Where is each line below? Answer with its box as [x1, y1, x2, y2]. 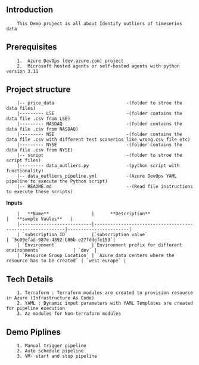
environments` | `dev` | [6, 248, 97, 253]
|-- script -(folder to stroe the [17, 152, 183, 159]
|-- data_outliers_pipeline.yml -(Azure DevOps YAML [17, 173, 178, 180]
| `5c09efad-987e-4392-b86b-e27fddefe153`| [6, 237, 116, 243]
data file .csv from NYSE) [6, 147, 73, 153]
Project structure [6, 85, 71, 95]
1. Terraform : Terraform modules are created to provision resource [17, 290, 194, 296]
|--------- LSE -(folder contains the [17, 110, 183, 117]
